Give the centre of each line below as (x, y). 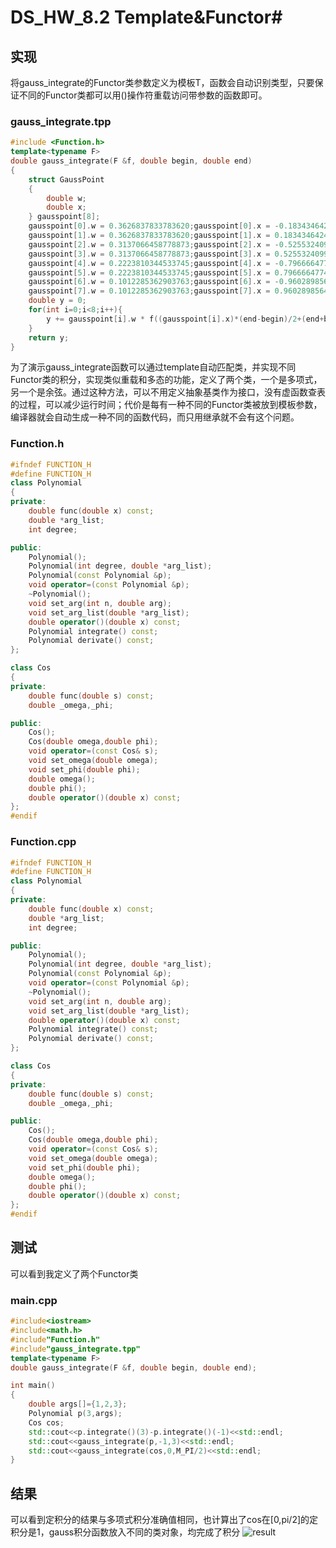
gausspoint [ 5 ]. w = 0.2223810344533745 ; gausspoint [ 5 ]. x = (149, 272)
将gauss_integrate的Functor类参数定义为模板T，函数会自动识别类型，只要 (162, 82)
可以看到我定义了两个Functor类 (74, 1273)
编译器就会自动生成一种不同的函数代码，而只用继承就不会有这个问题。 (155, 417)
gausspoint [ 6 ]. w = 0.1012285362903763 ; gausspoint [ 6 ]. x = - (154, 282)
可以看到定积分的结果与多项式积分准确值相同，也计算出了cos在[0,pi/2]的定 (164, 1520)
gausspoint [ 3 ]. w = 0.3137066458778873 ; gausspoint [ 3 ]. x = (149, 254)
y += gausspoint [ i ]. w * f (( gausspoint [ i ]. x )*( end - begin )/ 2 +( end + (185, 319)
